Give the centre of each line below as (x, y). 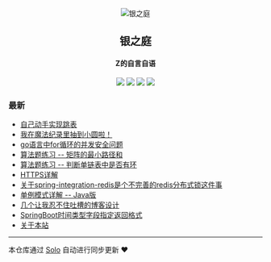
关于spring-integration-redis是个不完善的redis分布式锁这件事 (121, 185)
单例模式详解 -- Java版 (58, 194)
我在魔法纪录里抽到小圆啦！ (66, 134)
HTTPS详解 (39, 174)
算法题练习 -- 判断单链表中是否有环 (78, 164)
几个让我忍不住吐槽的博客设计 (69, 205)
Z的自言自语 (135, 63)
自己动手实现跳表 (48, 124)
